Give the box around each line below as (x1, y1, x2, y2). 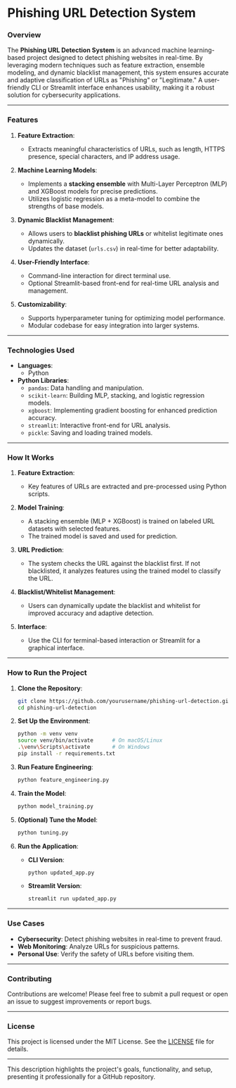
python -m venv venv (17, 730, 78, 738)
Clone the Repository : (17, 684, 83, 692)
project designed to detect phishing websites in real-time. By (27, 53, 204, 62)
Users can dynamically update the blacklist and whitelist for (27, 602, 201, 610)
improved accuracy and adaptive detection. (27, 609, 155, 617)
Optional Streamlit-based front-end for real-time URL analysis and (27, 279, 219, 287)
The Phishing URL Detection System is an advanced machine (7, 46, 188, 54)
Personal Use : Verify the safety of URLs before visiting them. (17, 949, 195, 958)
